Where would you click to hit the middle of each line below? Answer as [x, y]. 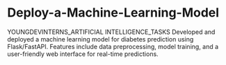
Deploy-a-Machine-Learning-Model [113, 13]
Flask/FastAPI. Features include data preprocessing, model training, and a [113, 46]
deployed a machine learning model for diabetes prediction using [100, 39]
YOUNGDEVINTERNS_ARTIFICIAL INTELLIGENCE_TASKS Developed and [111, 32]
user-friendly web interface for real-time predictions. [83, 54]
